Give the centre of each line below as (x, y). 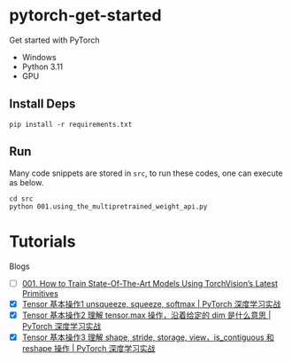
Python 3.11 (42, 67)
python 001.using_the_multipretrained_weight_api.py (108, 206)
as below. (27, 182)
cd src (21, 199)
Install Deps (42, 104)
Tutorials (42, 241)
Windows (39, 57)
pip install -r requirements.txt (71, 124)
